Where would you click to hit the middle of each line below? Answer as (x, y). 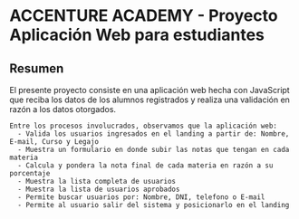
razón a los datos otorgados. (63, 109)
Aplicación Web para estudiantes (137, 35)
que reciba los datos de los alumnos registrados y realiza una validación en (149, 100)
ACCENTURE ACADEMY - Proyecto (144, 16)
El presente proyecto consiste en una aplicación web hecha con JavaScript (149, 90)
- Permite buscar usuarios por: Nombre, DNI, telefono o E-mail (141, 197)
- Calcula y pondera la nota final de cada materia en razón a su (145, 166)
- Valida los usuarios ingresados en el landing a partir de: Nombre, (154, 134)
